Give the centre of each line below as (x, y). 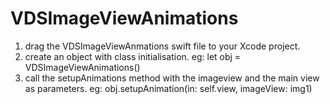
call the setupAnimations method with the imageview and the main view (172, 78)
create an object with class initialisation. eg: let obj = (133, 56)
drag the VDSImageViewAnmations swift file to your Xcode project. (162, 46)
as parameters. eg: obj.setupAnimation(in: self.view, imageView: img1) (168, 88)
